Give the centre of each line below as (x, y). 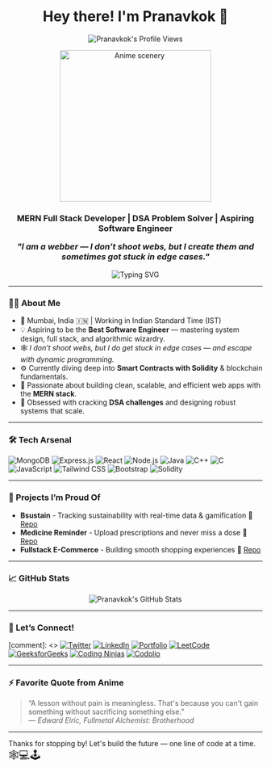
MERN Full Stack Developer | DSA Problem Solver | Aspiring (135, 218)
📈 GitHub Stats (39, 578)
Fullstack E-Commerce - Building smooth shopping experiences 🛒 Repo (140, 549)
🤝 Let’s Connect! (42, 627)
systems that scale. (52, 410)
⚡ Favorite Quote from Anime (66, 683)
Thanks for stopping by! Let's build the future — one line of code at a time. (132, 744)
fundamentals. (44, 376)
